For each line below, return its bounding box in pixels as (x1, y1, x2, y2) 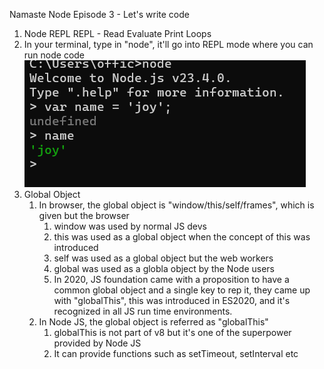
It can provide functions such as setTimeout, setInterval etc (53, 348, 299, 359)
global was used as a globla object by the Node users (53, 263, 275, 274)
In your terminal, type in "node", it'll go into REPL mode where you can (23, 39, 314, 50)
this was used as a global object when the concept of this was (53, 231, 311, 243)
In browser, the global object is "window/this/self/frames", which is (38, 199, 315, 211)
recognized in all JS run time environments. (53, 305, 233, 317)
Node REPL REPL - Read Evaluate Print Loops (23, 28, 212, 39)
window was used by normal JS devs (53, 220, 207, 232)
